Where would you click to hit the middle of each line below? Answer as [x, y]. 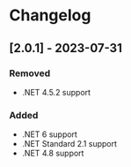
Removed [30, 73]
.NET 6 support [49, 134]
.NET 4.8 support [53, 153]
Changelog [50, 15]
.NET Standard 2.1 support [69, 144]
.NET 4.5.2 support [56, 92]
